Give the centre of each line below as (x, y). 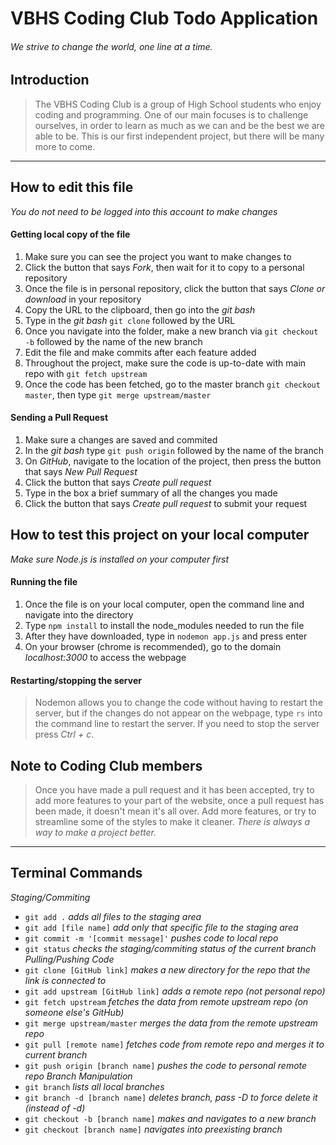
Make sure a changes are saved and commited (121, 440)
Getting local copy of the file (70, 234)
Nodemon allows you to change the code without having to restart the (178, 703)
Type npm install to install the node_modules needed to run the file (164, 626)
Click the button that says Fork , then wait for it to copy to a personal (164, 267)
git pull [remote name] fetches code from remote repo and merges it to (174, 1044)
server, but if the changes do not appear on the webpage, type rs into (178, 713)
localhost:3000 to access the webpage (105, 658)
